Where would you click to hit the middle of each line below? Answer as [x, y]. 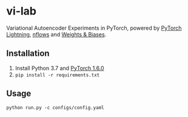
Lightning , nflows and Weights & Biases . [56, 34]
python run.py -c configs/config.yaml [55, 107]
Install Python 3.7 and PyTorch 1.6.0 [59, 68]
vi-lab [21, 11]
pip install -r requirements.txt [57, 75]
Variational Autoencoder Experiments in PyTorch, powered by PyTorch [94, 28]
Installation [28, 54]
